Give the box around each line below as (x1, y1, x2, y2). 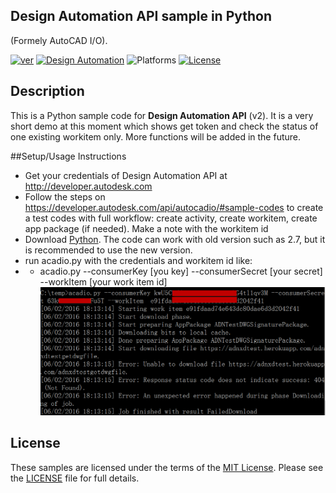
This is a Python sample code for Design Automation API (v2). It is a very (10, 109, 314, 121)
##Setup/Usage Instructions (10, 150, 127, 162)
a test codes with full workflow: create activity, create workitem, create (24, 212, 318, 224)
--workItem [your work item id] (39, 275, 168, 288)
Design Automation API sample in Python (10, 8, 273, 25)
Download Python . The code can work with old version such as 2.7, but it (24, 233, 326, 245)
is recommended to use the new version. (24, 244, 193, 256)
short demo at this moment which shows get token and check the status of (10, 120, 319, 132)
